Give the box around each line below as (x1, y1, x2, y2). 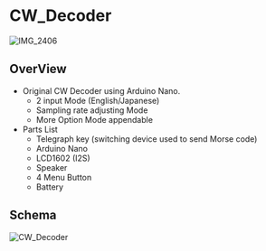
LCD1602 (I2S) (35, 153, 90, 163)
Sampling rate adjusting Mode (35, 105, 148, 116)
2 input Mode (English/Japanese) (35, 95, 160, 106)
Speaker (35, 162, 68, 172)
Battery (35, 181, 64, 192)
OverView (9, 61, 67, 77)
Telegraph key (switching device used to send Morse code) (35, 133, 258, 144)
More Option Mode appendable (35, 114, 154, 125)
